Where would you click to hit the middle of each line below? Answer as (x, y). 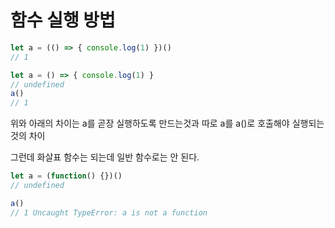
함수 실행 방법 (63, 20)
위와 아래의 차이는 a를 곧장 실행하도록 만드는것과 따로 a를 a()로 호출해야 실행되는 (167, 123)
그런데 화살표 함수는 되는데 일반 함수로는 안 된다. (105, 157)
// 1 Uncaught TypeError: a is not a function (109, 212)
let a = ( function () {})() (66, 176)
